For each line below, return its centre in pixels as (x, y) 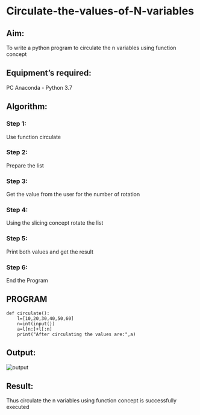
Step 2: (17, 152)
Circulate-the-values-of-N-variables (100, 11)
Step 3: (17, 181)
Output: (21, 353)
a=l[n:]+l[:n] (35, 329)
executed (18, 407)
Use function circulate (34, 137)
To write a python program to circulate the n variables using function (91, 48)
